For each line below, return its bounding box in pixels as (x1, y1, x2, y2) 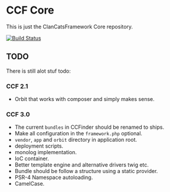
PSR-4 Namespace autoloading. (14, 174, 93, 181)
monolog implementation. (14, 149, 77, 156)
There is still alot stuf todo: (6, 67, 71, 74)
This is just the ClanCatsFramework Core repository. (6, 23, 133, 30)
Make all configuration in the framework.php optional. (14, 130, 143, 137)
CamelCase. (14, 180, 45, 187)
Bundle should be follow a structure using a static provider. (14, 168, 158, 175)
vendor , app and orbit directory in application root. (14, 136, 138, 144)
